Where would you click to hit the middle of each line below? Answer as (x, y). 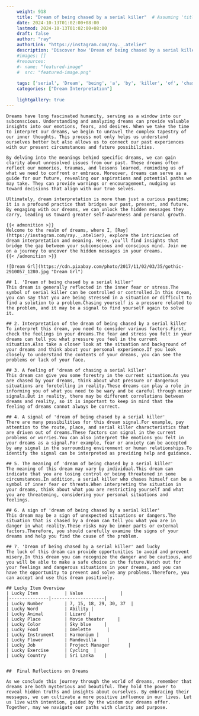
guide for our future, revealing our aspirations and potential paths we (99, 178)
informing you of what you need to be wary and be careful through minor (99, 391)
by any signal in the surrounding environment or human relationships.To (99, 448)
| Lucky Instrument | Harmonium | (53, 635)
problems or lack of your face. (46, 360)
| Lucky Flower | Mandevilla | (58, 640)
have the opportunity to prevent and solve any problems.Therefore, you (98, 573)
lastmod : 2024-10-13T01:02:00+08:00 (62, 28)
